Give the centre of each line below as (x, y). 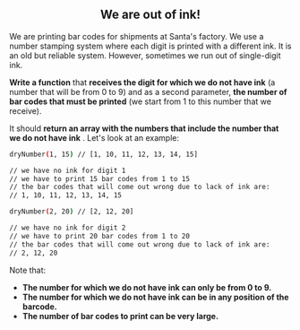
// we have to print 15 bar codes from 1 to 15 (100, 178)
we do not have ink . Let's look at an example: (94, 137)
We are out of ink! (150, 15)
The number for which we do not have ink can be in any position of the (155, 297)
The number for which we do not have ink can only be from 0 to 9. (147, 287)
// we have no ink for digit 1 (68, 170)
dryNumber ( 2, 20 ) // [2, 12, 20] (72, 212)
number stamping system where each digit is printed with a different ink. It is (151, 46)
